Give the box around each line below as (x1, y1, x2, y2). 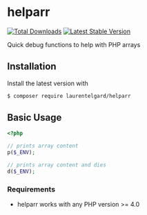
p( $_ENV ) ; (7, 149, 36, 156)
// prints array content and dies (7, 162, 107, 169)
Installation (7, 60, 57, 73)
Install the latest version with (7, 79, 88, 87)
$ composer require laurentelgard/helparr (7, 92, 131, 99)
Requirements (7, 184, 56, 194)
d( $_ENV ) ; (7, 168, 36, 175)
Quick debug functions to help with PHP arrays (7, 40, 141, 49)
